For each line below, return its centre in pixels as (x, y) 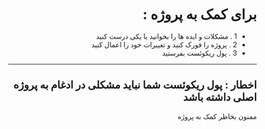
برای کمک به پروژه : (200, 15)
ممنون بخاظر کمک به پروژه (217, 116)
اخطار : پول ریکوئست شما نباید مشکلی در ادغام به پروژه (135, 85)
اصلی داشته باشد (220, 97)
